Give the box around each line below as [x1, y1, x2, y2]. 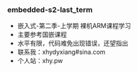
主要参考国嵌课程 [17, 30, 67, 39]
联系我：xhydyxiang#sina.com [17, 48, 106, 57]
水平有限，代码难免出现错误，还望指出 [17, 39, 128, 48]
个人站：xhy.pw [17, 57, 63, 65]
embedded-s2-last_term [7, 5, 93, 15]
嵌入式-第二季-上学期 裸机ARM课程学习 [17, 22, 131, 30]
